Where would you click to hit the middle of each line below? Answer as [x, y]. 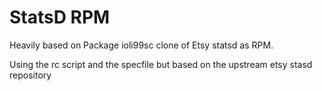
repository [30, 75]
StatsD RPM [60, 17]
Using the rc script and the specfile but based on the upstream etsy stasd [161, 64]
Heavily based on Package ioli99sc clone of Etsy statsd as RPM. [141, 45]
